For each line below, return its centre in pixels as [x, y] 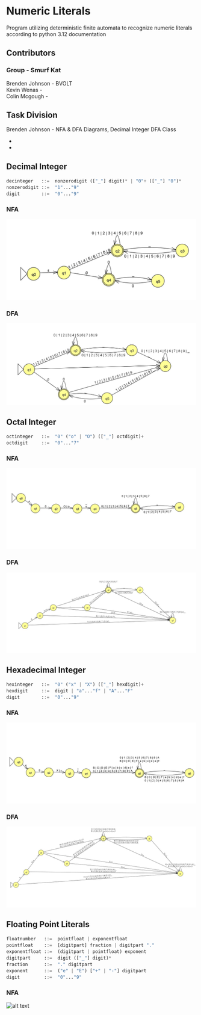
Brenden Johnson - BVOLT [39, 83]
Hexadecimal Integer [46, 670]
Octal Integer [31, 422]
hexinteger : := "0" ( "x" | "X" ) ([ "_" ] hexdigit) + [75, 684]
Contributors [31, 53]
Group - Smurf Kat [34, 70]
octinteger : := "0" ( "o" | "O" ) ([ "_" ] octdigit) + [75, 436]
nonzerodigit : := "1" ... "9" [43, 188]
